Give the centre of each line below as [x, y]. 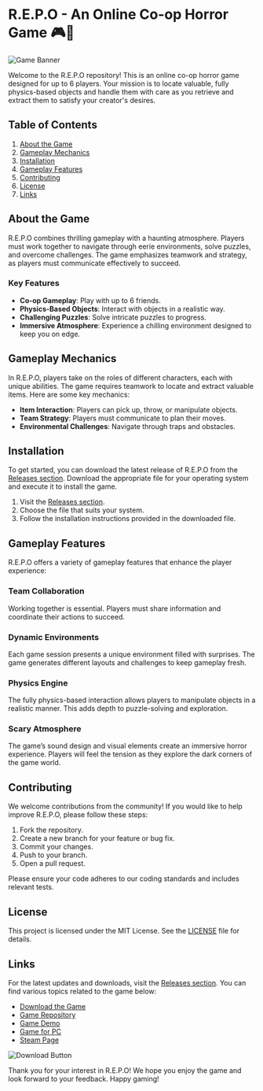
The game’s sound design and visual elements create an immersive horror [128, 746]
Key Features [34, 283]
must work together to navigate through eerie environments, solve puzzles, [130, 246]
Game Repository [47, 1015]
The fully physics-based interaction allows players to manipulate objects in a [132, 700]
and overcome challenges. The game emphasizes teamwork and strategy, [128, 254]
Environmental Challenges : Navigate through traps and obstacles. [127, 426]
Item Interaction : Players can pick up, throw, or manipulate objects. [128, 409]
